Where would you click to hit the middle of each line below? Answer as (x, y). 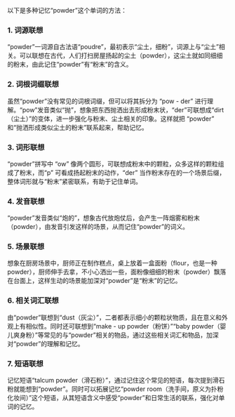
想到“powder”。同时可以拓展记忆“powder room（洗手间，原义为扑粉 (125, 389)
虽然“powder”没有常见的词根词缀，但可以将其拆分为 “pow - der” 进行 (107, 101)
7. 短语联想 (25, 364)
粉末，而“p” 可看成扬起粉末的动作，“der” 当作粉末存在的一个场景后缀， (122, 172)
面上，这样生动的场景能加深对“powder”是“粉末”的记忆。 (100, 281)
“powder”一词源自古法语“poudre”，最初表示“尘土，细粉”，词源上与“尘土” (113, 47)
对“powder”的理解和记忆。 (46, 343)
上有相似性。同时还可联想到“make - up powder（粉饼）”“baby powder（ (116, 326)
